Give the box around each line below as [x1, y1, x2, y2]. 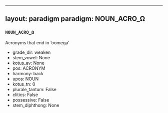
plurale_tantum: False [12, 86, 56, 92]
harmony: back [12, 70, 44, 76]
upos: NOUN [12, 76, 39, 82]
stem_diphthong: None [12, 102, 59, 108]
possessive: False [12, 97, 49, 103]
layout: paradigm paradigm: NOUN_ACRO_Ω [5, 14, 145, 23]
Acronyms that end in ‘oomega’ [5, 39, 69, 45]
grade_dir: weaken [12, 49, 51, 55]
